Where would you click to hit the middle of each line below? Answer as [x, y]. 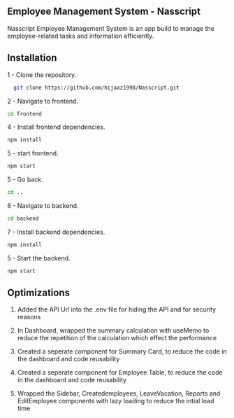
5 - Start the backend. [39, 258]
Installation [32, 58]
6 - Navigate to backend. [43, 205]
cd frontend [24, 114]
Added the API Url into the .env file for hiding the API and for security [117, 309]
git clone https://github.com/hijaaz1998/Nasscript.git [96, 88]
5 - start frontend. [33, 153]
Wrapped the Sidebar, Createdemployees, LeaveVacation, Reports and [119, 393]
